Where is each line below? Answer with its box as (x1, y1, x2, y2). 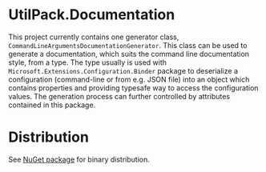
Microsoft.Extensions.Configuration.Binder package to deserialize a (8, 66, 239, 75)
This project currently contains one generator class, (8, 32, 179, 42)
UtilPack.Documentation (8, 6, 175, 24)
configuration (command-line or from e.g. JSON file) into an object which (8, 74, 250, 84)
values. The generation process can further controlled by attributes (8, 91, 231, 101)
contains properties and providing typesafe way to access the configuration (8, 82, 259, 93)
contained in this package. (8, 100, 96, 110)
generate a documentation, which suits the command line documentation (8, 49, 250, 58)
